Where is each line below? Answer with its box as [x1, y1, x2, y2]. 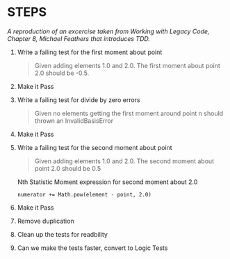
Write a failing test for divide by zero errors [17, 95, 140, 104]
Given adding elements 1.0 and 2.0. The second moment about [34, 157, 214, 165]
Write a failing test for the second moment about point [17, 143, 172, 151]
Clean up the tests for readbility [17, 230, 108, 238]
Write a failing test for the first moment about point [17, 48, 163, 56]
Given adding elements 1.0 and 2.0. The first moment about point [34, 61, 221, 69]
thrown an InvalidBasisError [34, 116, 114, 125]
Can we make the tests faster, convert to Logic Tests [17, 244, 168, 252]
